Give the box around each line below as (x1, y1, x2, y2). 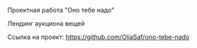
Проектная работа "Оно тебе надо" (7, 6, 115, 14)
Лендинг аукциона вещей (7, 19, 85, 27)
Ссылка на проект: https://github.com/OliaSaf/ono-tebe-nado (7, 33, 190, 41)
